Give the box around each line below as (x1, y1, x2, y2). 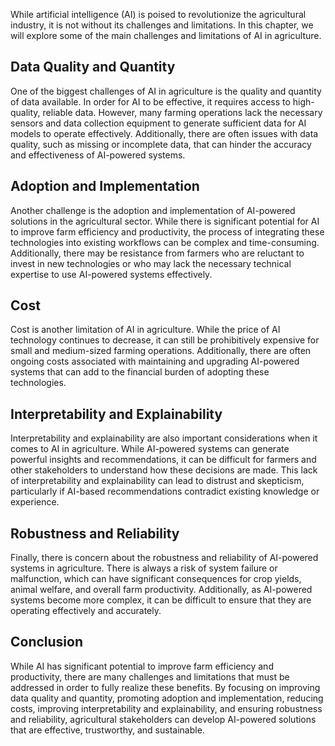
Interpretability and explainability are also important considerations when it (10, 432, 318, 444)
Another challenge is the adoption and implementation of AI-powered (10, 204, 296, 216)
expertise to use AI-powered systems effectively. (10, 268, 213, 280)
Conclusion (10, 634, 84, 651)
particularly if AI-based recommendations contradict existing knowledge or (10, 485, 320, 498)
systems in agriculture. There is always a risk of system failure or (10, 562, 278, 574)
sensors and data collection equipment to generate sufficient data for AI (10, 117, 307, 129)
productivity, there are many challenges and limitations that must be (10, 670, 290, 683)
